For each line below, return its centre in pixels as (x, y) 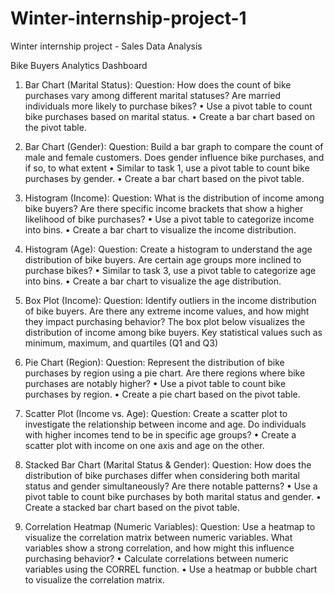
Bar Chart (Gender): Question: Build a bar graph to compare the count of (174, 146)
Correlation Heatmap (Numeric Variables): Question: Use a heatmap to (170, 526)
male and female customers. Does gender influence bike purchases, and (174, 157)
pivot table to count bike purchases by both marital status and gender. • (173, 496)
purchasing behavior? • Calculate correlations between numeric (156, 558)
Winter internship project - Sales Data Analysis (106, 46)
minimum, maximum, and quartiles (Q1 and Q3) (121, 343)
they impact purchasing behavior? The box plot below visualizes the (165, 321)
